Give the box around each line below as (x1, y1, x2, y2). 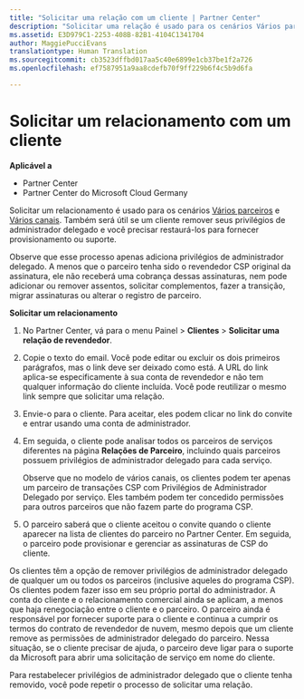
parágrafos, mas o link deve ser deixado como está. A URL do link (22, 362, 269, 373)
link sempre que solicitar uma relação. (22, 391, 165, 402)
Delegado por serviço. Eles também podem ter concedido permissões (22, 491, 284, 502)
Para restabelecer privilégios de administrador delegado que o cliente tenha (9, 669, 292, 680)
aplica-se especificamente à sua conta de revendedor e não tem (22, 371, 264, 382)
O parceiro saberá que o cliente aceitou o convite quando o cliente (22, 519, 271, 529)
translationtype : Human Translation (9, 47, 147, 56)
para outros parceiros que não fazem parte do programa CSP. (22, 500, 253, 512)
